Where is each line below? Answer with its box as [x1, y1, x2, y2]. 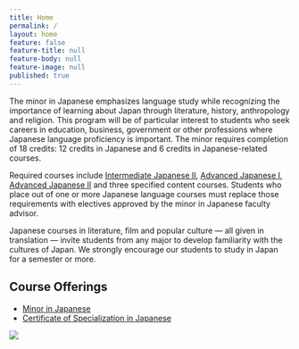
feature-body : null [9, 54, 82, 63]
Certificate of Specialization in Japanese [21, 312, 172, 323]
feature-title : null [9, 46, 87, 55]
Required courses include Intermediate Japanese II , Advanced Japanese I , [9, 170, 283, 180]
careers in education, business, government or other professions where [9, 124, 273, 135]
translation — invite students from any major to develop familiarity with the [9, 234, 283, 245]
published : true [9, 71, 70, 80]
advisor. [9, 207, 38, 219]
